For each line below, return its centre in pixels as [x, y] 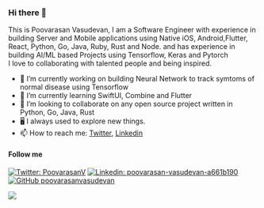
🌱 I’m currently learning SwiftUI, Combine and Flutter [106, 96]
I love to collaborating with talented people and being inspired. [110, 63]
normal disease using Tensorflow [74, 87]
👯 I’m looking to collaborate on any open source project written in [126, 104]
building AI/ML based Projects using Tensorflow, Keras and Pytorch [118, 55]
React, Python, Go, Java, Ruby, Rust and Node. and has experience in [122, 47]
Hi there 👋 [28, 13]
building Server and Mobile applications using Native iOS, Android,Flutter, [128, 38]
